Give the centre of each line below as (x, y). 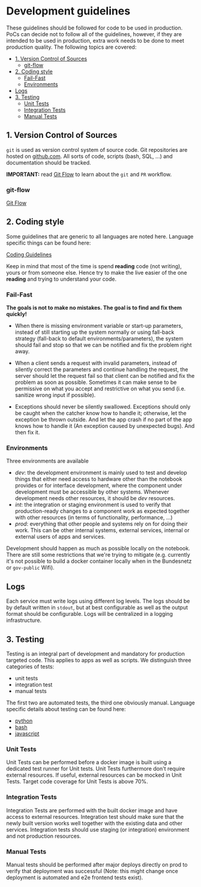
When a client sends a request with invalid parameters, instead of (96, 363)
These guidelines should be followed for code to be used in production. (94, 28)
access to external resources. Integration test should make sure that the (95, 816)
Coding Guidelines (29, 254)
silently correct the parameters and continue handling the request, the (101, 369)
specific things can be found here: (49, 243)
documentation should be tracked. (49, 162)
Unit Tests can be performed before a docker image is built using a (89, 762)
